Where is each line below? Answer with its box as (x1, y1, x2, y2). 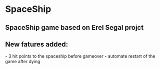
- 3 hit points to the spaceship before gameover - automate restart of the (5, 53, 155, 59)
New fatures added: (5, 40, 68, 48)
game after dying (5, 59, 40, 65)
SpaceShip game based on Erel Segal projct (5, 23, 144, 32)
